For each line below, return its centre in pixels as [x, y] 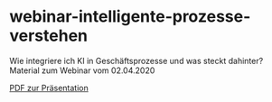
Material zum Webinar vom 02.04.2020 [82, 70]
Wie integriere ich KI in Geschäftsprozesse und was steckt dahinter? [136, 60]
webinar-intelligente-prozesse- [130, 17]
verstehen [49, 36]
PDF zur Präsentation [49, 88]
